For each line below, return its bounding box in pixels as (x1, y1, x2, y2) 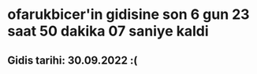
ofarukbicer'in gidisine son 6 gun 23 (7, 6, 250, 24)
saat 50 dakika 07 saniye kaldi (7, 22, 210, 40)
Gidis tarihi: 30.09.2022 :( (7, 54, 138, 67)
